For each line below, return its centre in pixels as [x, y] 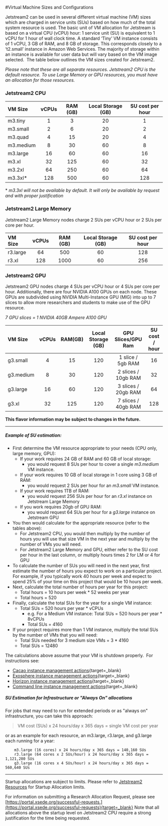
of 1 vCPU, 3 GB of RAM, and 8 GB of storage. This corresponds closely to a [83, 44]
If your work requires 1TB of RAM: [55, 491]
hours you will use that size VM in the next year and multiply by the [89, 539]
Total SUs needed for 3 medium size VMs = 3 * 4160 [74, 640]
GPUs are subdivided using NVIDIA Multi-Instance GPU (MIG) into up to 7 [81, 297]
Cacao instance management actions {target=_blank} [67, 670]
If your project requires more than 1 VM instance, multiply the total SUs [85, 630]
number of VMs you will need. [51, 544]
